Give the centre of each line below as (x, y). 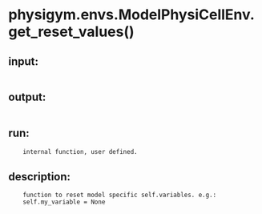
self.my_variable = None (64, 202)
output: (27, 97)
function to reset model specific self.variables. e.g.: (120, 195)
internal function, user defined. (80, 151)
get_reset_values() (71, 32)
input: (23, 61)
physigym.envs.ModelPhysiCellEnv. (131, 15)
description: (39, 177)
